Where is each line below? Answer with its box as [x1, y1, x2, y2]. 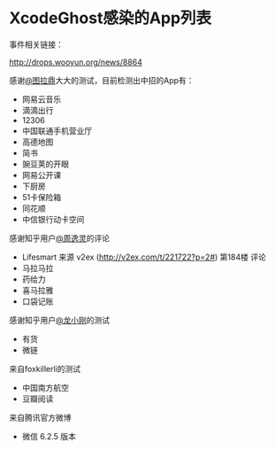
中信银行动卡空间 [21, 213, 85, 224]
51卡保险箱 [21, 191, 62, 202]
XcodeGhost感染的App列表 [9, 8, 212, 28]
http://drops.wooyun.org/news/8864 [9, 57, 143, 67]
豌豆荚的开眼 [21, 159, 69, 169]
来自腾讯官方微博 [9, 412, 72, 423]
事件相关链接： [9, 39, 64, 50]
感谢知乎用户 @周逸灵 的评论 [9, 232, 111, 244]
